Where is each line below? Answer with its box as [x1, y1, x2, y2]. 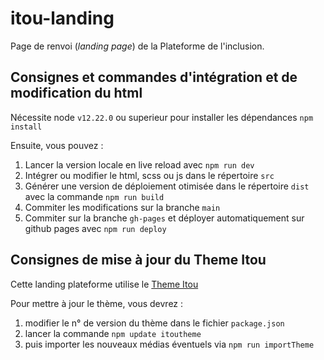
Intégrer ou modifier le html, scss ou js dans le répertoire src [24, 169, 275, 181]
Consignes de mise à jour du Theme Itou [10, 252, 267, 269]
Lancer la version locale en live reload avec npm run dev [24, 158, 255, 171]
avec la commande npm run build [24, 190, 165, 202]
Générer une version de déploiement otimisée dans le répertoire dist [24, 180, 310, 192]
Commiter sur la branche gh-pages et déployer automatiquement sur [24, 212, 305, 224]
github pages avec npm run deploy [24, 222, 167, 234]
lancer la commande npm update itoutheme [24, 327, 202, 339]
